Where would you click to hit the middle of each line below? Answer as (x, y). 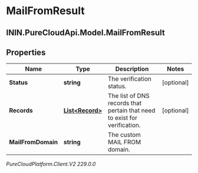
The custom (125, 135)
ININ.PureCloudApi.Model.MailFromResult (85, 33)
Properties (26, 52)
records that (125, 103)
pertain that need (132, 111)
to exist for (123, 118)
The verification (130, 79)
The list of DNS (129, 96)
